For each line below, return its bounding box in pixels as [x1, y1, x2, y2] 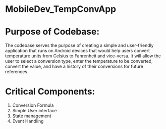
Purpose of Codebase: [5, 26, 100, 38]
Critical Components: [5, 86, 95, 97]
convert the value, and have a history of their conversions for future [5, 63, 144, 70]
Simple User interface [12, 108, 57, 114]
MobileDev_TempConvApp [5, 3, 116, 15]
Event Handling [12, 118, 44, 124]
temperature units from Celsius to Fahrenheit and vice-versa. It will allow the [5, 53, 161, 59]
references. [5, 69, 29, 75]
